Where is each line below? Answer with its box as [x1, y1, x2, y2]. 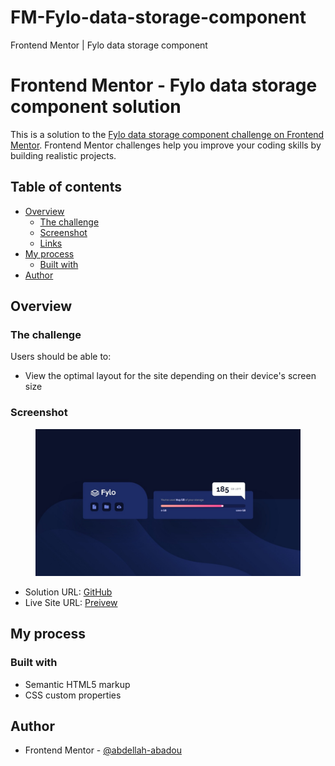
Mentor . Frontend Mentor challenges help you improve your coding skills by [10, 139, 322, 151]
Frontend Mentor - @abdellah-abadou [24, 744, 182, 756]
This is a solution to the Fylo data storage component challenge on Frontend [10, 128, 325, 140]
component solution [10, 96, 182, 118]
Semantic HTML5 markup [24, 678, 131, 690]
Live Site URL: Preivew [24, 596, 118, 608]
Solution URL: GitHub [24, 586, 113, 598]
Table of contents [10, 179, 122, 196]
